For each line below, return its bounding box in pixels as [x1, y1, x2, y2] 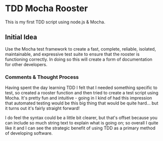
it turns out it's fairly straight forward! [5, 106, 80, 111]
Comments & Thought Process [5, 73, 79, 80]
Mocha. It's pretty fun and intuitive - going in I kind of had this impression [5, 95, 152, 101]
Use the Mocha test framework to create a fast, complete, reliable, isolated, [5, 46, 156, 52]
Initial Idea [5, 33, 37, 41]
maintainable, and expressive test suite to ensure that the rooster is [5, 51, 140, 57]
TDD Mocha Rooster [5, 3, 88, 14]
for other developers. [5, 61, 48, 67]
